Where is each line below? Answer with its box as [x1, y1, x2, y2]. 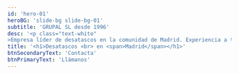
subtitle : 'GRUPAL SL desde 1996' [7, 23, 110, 30]
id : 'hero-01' [7, 10, 50, 18]
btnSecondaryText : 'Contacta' [7, 50, 97, 57]
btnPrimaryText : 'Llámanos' [7, 56, 91, 63]
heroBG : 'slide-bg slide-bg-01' [7, 17, 103, 24]
